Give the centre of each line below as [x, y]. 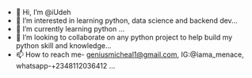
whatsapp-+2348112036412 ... [65, 66]
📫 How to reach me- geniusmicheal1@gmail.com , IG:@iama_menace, [130, 54]
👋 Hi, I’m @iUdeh [43, 12]
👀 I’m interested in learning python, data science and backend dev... [126, 20]
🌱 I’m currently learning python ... [70, 29]
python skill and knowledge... [63, 46]
